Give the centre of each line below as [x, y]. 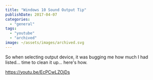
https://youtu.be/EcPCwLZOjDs [38, 72]
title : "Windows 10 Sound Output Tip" [46, 10]
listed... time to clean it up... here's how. [46, 62]
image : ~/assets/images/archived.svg [45, 43]
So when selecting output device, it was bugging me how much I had [77, 57]
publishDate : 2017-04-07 [31, 15]
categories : [18, 19]
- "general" [22, 24]
